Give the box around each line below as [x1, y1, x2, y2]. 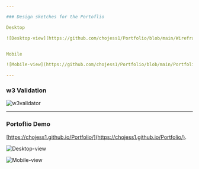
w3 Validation [6, 86, 47, 95]
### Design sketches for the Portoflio [6, 14, 105, 19]
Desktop [6, 24, 25, 30]
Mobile [6, 51, 23, 57]
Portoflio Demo [6, 120, 51, 128]
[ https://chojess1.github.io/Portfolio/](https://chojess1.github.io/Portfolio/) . [6, 134, 187, 141]
